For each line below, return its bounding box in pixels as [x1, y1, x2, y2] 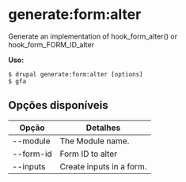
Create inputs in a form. [59, 161, 147, 172]
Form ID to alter [59, 148, 117, 159]
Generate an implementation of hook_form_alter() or [8, 32, 178, 41]
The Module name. [59, 136, 130, 147]
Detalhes [85, 122, 121, 133]
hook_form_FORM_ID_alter [8, 39, 95, 49]
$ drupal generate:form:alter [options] [8, 70, 144, 78]
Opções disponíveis [8, 98, 108, 112]
